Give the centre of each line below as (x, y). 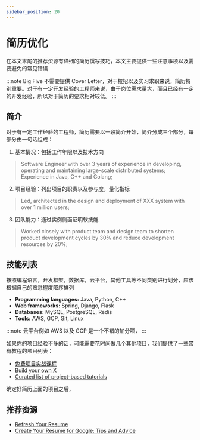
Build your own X (36, 370)
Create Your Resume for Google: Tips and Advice (75, 431)
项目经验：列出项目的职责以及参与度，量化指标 (72, 189)
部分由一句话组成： (30, 139)
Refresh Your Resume (41, 424)
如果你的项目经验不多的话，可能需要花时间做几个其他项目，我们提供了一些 (97, 343)
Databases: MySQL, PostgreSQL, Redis (63, 312)
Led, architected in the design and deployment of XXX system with (103, 201)
